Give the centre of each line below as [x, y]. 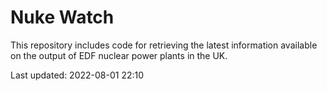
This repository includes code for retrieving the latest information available [164, 45]
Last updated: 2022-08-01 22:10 [77, 75]
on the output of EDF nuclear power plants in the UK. [119, 55]
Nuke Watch [62, 17]
